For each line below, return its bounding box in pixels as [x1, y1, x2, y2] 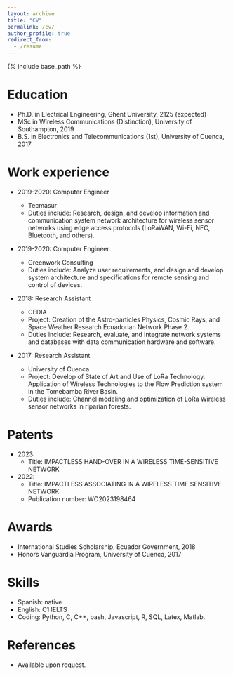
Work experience [7, 164, 110, 180]
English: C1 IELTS [17, 605, 68, 614]
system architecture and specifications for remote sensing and [27, 273, 209, 281]
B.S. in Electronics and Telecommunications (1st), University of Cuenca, [17, 132, 225, 140]
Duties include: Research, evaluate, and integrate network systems [27, 330, 221, 338]
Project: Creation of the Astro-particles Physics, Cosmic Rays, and [27, 315, 220, 324]
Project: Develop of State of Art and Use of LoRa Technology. [27, 372, 206, 380]
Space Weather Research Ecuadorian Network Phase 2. [27, 322, 189, 331]
